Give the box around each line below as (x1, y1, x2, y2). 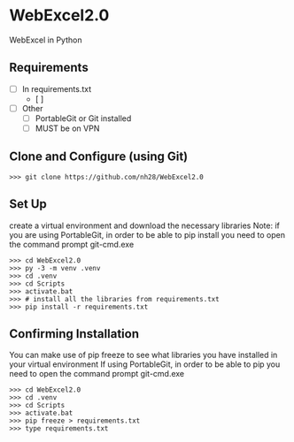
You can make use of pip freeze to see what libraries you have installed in (9, 350, 278, 361)
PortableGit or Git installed (35, 112, 132, 124)
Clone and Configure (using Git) (9, 149, 189, 164)
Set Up (9, 196, 47, 212)
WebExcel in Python (9, 34, 82, 45)
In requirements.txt (21, 83, 92, 94)
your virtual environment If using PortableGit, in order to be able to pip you (9, 359, 281, 370)
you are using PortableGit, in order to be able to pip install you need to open (9, 229, 286, 240)
